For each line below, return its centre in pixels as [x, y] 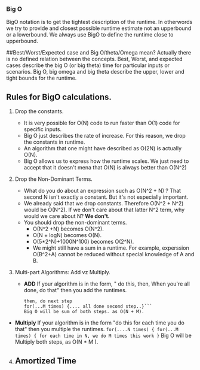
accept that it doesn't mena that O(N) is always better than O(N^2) [105, 168]
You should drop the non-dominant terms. [75, 223]
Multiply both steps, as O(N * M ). [56, 342]
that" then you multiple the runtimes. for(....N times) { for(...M [96, 329]
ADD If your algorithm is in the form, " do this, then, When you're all [107, 284]
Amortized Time [45, 361]
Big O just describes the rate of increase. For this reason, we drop [105, 136]
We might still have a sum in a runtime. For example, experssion [111, 248]
